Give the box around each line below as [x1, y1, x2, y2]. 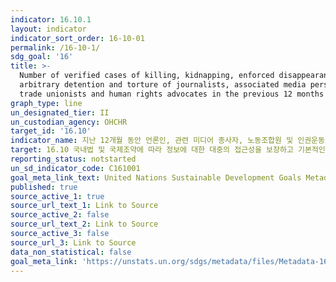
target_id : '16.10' [10, 126, 92, 136]
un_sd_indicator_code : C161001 [10, 163, 141, 173]
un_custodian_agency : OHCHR [10, 117, 128, 127]
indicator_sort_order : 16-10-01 [10, 33, 145, 43]
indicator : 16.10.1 [10, 14, 92, 25]
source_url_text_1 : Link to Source [10, 201, 159, 211]
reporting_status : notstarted [10, 154, 137, 164]
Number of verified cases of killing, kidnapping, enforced [19, 71, 275, 81]
